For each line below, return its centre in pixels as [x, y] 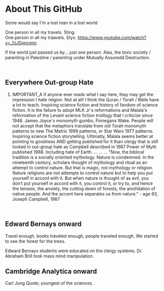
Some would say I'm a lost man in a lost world [51, 23]
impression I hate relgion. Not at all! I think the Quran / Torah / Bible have [86, 99]
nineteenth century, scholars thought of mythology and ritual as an [80, 162]
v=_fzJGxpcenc [21, 42]
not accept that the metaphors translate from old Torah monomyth [79, 126]
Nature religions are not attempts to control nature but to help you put [82, 173]
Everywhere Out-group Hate [49, 82]
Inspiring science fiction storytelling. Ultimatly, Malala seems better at [82, 136]
